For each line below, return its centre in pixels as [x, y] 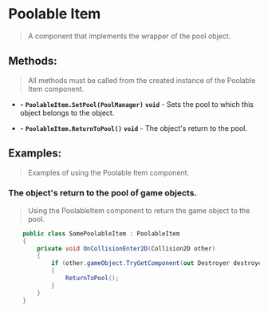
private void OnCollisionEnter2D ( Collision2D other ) [126, 248]
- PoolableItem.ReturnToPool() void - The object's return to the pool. [133, 128]
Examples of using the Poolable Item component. [108, 172]
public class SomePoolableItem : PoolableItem [101, 233]
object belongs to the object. [67, 113]
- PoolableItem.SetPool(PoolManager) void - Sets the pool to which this [136, 104]
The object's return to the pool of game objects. [103, 193]
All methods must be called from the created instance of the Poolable [142, 80]
